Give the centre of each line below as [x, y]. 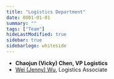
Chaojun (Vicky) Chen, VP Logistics [61, 63]
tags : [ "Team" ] [26, 29]
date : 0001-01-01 [28, 18]
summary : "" [21, 23]
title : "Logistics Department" [46, 12]
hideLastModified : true [37, 35]
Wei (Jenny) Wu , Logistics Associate [61, 69]
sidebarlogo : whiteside [37, 46]
